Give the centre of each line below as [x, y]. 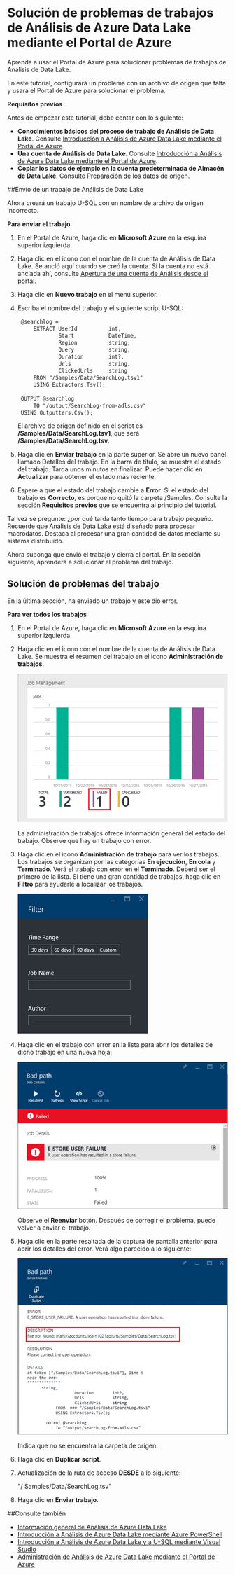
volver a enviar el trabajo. [54, 1228]
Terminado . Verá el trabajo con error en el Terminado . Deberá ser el [116, 869]
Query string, [94, 349]
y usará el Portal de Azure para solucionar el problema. [86, 90]
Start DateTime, [98, 335]
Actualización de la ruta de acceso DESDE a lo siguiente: [99, 1473]
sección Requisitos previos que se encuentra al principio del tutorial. [117, 505]
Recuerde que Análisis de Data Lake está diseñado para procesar [101, 526]
